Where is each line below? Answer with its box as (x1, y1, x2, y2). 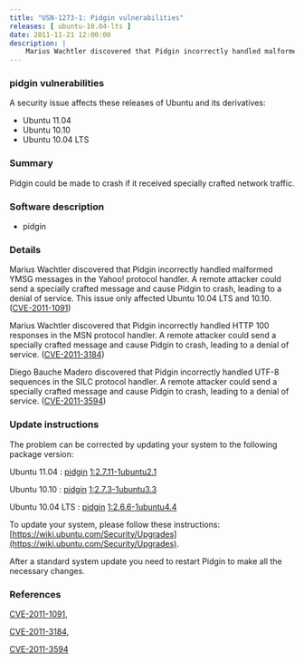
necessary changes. (9, 565, 86, 576)
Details (9, 243, 42, 256)
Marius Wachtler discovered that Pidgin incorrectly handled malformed (9, 264, 273, 275)
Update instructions (9, 418, 100, 431)
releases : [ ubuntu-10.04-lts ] (9, 22, 131, 31)
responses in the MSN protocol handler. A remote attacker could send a (9, 330, 277, 341)
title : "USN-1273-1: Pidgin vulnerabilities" (9, 13, 184, 23)
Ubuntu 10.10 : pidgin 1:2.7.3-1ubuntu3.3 (9, 483, 157, 494)
